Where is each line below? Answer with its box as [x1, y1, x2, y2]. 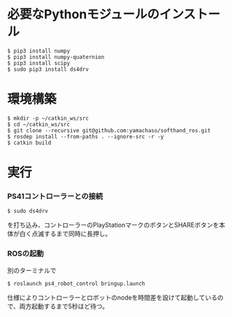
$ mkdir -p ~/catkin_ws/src [7, 115, 89, 122]
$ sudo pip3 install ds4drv [7, 66, 89, 73]
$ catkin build [7, 139, 52, 146]
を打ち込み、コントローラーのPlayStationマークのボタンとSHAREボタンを [7, 221, 219, 230]
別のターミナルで [7, 266, 57, 274]
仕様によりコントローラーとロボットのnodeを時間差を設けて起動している [7, 293, 218, 302]
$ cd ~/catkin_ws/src [7, 120, 71, 128]
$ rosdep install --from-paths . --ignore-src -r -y [7, 133, 164, 140]
